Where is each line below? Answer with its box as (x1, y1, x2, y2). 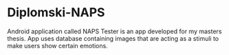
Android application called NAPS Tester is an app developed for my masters (7, 27, 222, 35)
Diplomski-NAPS (7, 5, 105, 20)
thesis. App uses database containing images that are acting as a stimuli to (7, 34, 219, 42)
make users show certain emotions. (7, 41, 108, 50)
